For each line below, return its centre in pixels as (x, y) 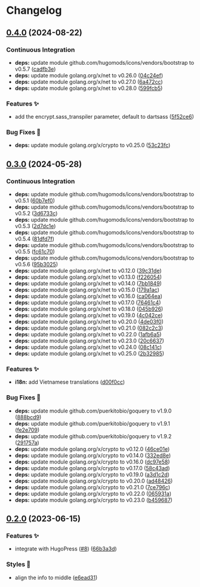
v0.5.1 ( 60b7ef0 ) (35, 201)
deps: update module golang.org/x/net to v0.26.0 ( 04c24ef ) (89, 75)
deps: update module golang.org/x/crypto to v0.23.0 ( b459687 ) (94, 500)
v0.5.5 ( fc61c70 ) (35, 252)
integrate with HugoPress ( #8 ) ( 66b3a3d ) (66, 549)
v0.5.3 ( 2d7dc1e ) (35, 226)
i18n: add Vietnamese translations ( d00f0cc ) (70, 382)
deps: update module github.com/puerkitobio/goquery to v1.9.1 (92, 423)
